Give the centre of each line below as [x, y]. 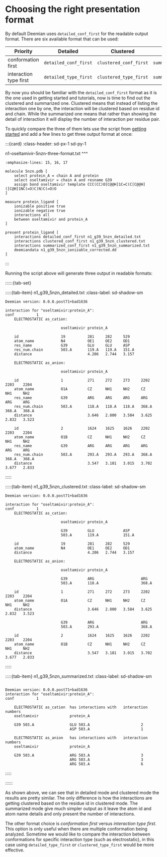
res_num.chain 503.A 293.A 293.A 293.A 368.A [83, 454]
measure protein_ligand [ [32, 202]
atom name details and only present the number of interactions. [70, 814]
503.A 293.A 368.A [106, 627]
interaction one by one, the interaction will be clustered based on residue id [83, 108]
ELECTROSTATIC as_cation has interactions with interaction [81, 707]
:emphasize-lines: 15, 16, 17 [37, 162]
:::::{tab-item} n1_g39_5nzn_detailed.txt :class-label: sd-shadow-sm [74, 292]
